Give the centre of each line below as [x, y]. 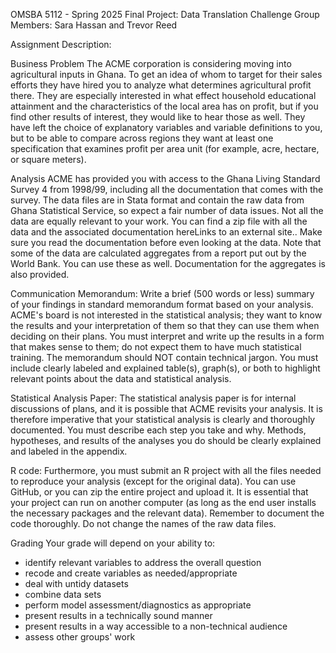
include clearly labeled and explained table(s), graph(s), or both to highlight [165, 368]
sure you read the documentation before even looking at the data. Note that [166, 242]
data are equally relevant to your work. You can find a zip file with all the [159, 221]
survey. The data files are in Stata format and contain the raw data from [157, 200]
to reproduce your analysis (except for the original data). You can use [153, 481]
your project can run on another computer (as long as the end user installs [163, 502]
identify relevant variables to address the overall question [143, 562]
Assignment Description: [61, 44]
